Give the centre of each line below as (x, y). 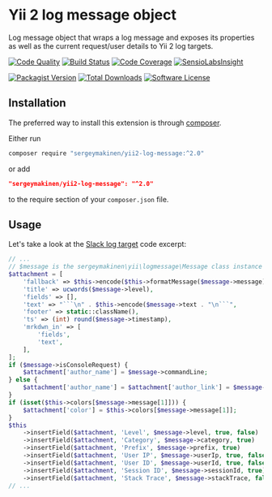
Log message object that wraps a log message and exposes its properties (132, 37)
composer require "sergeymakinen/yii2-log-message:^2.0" (106, 153)
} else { (23, 380)
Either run (25, 138)
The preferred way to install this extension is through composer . (115, 123)
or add (19, 169)
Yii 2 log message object (92, 15)
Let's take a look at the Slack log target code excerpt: (98, 244)
